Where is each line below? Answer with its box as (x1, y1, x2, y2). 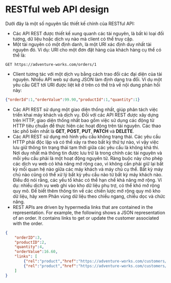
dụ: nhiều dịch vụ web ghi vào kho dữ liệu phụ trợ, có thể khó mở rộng (12, 182, 160, 188)
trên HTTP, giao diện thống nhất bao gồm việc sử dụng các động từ (12, 117, 155, 123)
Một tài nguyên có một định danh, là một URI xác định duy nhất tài (12, 41, 152, 47)
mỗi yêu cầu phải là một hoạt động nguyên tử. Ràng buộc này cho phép (12, 155, 163, 161)
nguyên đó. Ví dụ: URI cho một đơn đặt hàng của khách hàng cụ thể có (12, 46, 162, 53)
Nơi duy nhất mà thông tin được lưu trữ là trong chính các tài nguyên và (12, 150, 162, 156)
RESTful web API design (5, 4, 109, 15)
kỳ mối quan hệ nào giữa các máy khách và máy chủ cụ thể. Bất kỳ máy (12, 166, 163, 172)
